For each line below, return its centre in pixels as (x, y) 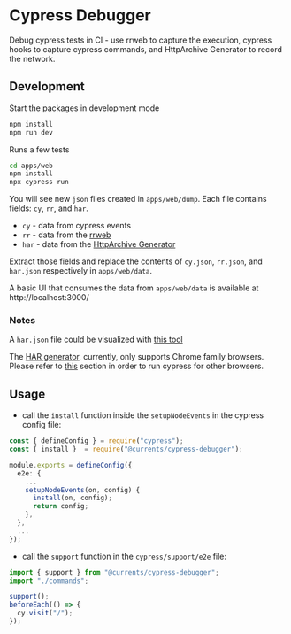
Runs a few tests (39, 149)
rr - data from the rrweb (66, 235)
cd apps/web (31, 166)
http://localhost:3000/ (50, 298)
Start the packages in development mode (84, 108)
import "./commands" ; (49, 581)
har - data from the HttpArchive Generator (99, 244)
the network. (32, 58)
